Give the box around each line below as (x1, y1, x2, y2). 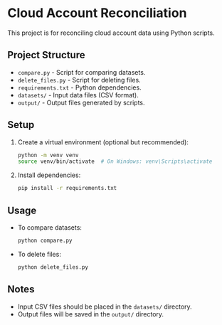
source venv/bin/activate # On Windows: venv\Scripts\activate (17, 158, 213, 165)
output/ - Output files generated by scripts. (17, 98, 145, 107)
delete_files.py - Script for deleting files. (17, 75, 141, 84)
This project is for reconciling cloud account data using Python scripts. (7, 28, 215, 37)
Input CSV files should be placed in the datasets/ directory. (17, 302, 192, 311)
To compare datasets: (17, 223, 82, 232)
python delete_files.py (17, 263, 89, 271)
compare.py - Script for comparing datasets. (17, 68, 146, 76)
